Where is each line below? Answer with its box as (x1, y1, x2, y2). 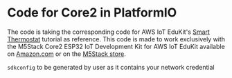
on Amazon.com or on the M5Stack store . (7, 50, 126, 58)
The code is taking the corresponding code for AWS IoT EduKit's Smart (7, 28, 210, 36)
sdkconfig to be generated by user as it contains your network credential (7, 63, 215, 71)
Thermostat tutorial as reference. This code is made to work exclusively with (7, 35, 226, 43)
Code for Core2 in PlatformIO (7, 5, 177, 21)
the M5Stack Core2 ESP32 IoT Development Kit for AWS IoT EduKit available (7, 42, 225, 50)
